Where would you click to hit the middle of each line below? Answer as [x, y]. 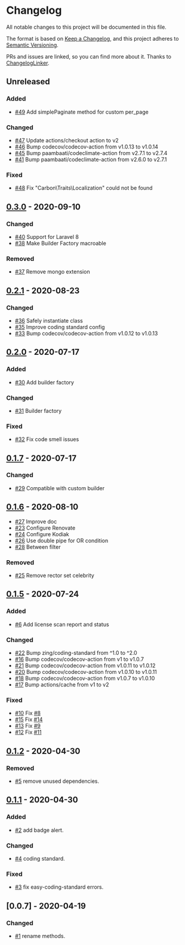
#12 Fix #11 [28, 732]
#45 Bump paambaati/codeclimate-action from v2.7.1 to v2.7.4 [91, 153]
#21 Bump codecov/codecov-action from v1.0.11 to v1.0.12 [85, 666]
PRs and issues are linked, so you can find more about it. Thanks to [89, 56]
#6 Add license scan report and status [62, 624]
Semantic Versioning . [32, 45]
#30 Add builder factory [44, 382]
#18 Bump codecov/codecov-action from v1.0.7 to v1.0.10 [85, 678]
